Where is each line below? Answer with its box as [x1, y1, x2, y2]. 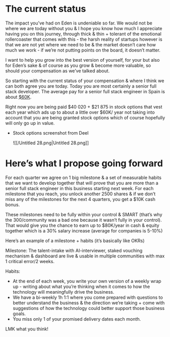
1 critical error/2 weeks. [5, 258, 55, 264]
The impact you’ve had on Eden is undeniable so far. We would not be [5, 20, 153, 26]
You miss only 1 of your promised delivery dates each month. [12, 316, 141, 322]
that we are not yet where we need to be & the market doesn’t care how [5, 41, 156, 47]
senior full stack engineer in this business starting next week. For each [5, 185, 154, 191]
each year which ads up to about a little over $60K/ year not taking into [5, 109, 155, 115]
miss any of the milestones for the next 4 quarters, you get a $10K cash [5, 196, 156, 202]
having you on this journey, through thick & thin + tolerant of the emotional [5, 31, 162, 37]
